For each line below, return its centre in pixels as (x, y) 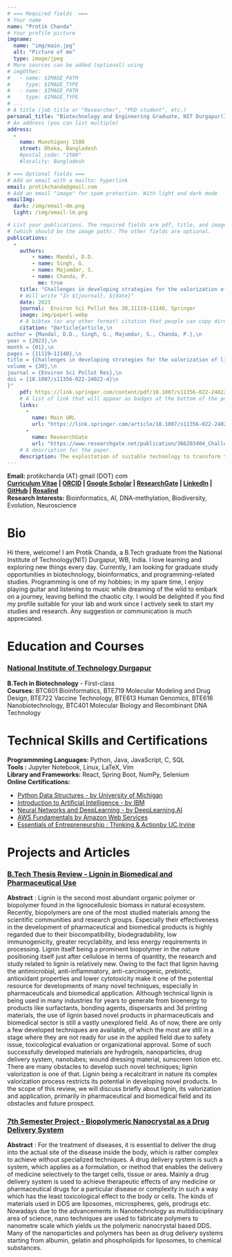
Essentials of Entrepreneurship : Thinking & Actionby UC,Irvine (106, 824)
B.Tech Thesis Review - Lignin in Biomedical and (90, 874)
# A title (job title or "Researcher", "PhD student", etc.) (97, 110)
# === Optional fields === (46, 174)
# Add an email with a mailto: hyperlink (68, 180)
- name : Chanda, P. (60, 277)
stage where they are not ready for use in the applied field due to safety (109, 1037)
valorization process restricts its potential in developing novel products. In (112, 1081)
